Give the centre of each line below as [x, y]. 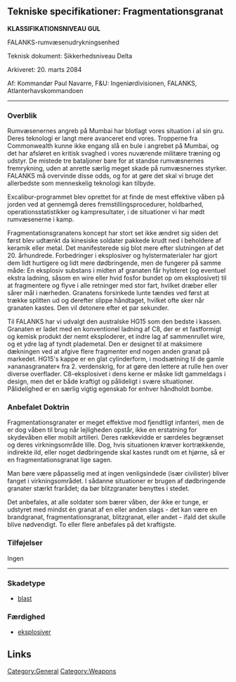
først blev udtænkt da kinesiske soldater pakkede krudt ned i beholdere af [114, 241]
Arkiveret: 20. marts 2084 [45, 69]
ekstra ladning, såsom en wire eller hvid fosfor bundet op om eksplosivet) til [117, 278]
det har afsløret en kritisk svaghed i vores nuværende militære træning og [114, 154]
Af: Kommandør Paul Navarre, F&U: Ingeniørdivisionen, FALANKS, [102, 83]
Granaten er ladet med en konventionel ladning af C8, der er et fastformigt [114, 329]
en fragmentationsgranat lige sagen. [60, 460]
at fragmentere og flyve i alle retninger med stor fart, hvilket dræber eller [112, 285]
